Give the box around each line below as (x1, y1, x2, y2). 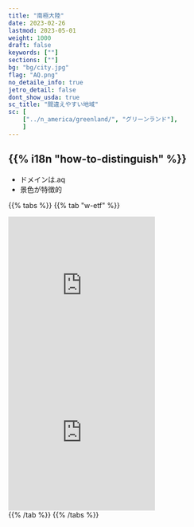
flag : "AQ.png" (8, 71, 59, 79)
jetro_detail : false (8, 85, 77, 94)
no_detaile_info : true (8, 78, 83, 86)
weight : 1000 (8, 33, 52, 42)
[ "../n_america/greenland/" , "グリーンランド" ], (22, 116, 178, 124)
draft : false (8, 41, 52, 49)
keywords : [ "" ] (8, 49, 59, 57)
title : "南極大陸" (8, 11, 65, 20)
